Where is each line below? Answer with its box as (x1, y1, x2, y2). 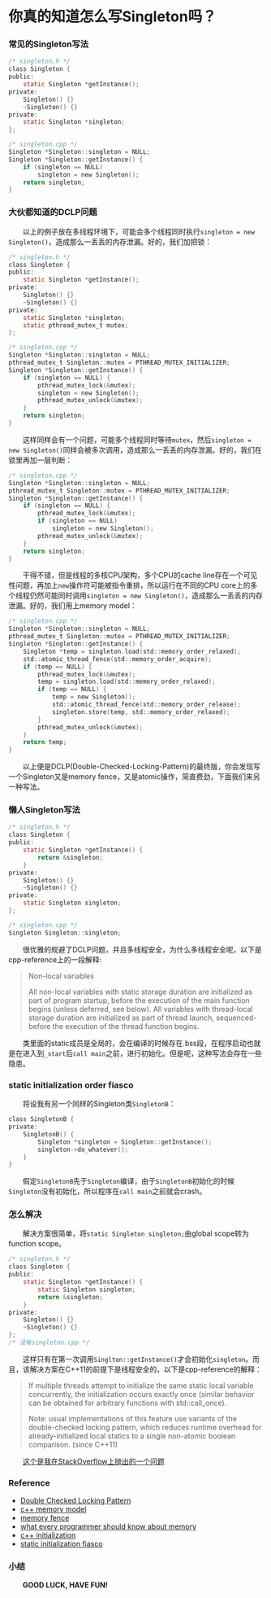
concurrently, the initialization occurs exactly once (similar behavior (28, 1389, 255, 1399)
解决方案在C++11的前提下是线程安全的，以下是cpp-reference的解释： (29, 1364, 262, 1374)
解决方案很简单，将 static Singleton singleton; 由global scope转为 (23, 1228, 250, 1238)
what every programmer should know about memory (19, 1521, 197, 1531)
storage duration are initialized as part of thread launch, (28, 1013, 215, 1022)
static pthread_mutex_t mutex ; (23, 321, 129, 330)
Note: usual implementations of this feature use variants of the (28, 1413, 238, 1423)
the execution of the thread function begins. (52, 1021, 200, 1031)
